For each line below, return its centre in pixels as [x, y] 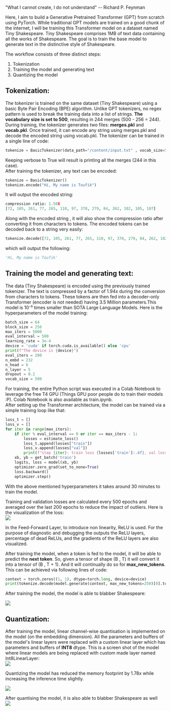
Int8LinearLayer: [22, 659]
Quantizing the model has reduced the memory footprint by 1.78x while [80, 673]
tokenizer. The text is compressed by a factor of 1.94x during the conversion [85, 291]
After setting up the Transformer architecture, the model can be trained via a [85, 405]
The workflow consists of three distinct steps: [53, 54]
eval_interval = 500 [27, 336]
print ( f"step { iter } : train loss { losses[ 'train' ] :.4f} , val [90, 453]
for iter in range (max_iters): [38, 429]
